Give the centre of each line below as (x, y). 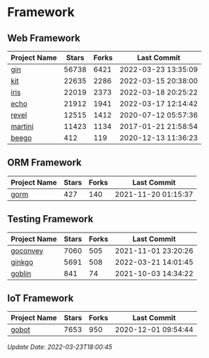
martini (22, 126)
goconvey (27, 251)
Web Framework (44, 38)
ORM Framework (44, 163)
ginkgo (22, 262)
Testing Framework (50, 219)
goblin (21, 273)
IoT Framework (41, 298)
